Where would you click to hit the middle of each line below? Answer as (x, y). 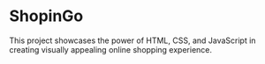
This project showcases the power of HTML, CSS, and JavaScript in (132, 40)
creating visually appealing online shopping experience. (111, 49)
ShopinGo (46, 16)
